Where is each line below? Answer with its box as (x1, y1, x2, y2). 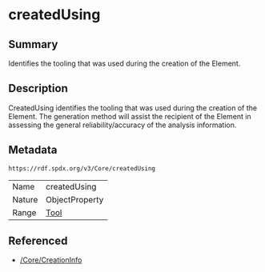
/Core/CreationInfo (19, 255, 82, 265)
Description (8, 82, 68, 95)
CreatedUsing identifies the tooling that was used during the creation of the (8, 102, 258, 113)
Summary (8, 38, 58, 51)
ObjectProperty (45, 194, 104, 205)
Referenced (8, 234, 68, 248)
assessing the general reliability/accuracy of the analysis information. (8, 120, 237, 130)
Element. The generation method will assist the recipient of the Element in (8, 111, 251, 121)
